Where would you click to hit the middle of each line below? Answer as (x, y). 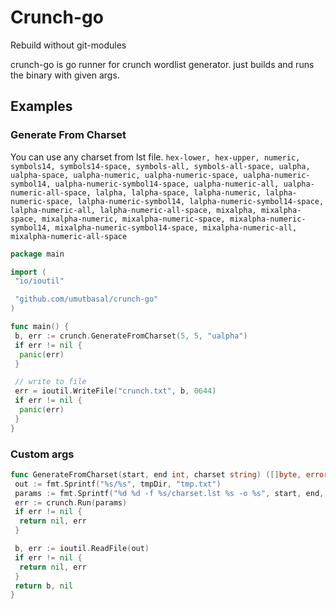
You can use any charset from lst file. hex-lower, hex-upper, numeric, (155, 157)
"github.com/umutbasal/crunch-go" (86, 299)
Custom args (42, 454)
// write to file (50, 382)
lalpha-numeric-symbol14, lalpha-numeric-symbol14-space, (201, 201)
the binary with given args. (65, 75)
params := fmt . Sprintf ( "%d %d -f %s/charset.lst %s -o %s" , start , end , (169, 493)
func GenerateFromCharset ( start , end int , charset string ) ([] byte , (156, 474)
